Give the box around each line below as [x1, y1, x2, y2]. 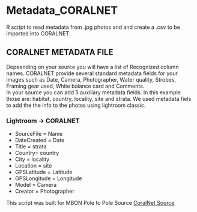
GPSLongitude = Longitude [14, 175, 82, 182]
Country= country [14, 150, 59, 157]
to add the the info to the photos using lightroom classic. [6, 101, 146, 109]
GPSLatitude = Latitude [14, 169, 73, 176]
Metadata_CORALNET [6, 4, 118, 17]
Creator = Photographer [14, 187, 74, 195]
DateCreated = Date [14, 136, 65, 144]
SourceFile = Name [14, 130, 63, 138]
